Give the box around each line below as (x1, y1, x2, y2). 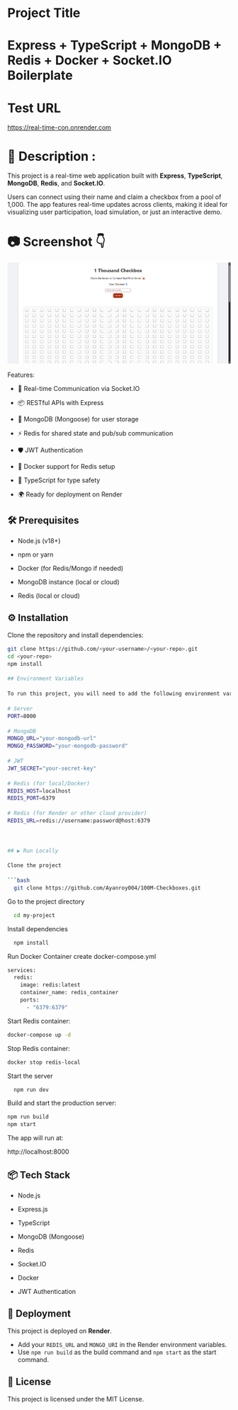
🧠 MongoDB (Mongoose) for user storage (17, 415, 140, 423)
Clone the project (7, 862, 62, 869)
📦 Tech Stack (7, 1169, 71, 1181)
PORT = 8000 (7, 712, 37, 720)
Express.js (17, 1205, 48, 1213)
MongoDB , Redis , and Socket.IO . (7, 179, 106, 188)
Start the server (7, 1071, 53, 1080)
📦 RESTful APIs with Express (17, 399, 104, 407)
